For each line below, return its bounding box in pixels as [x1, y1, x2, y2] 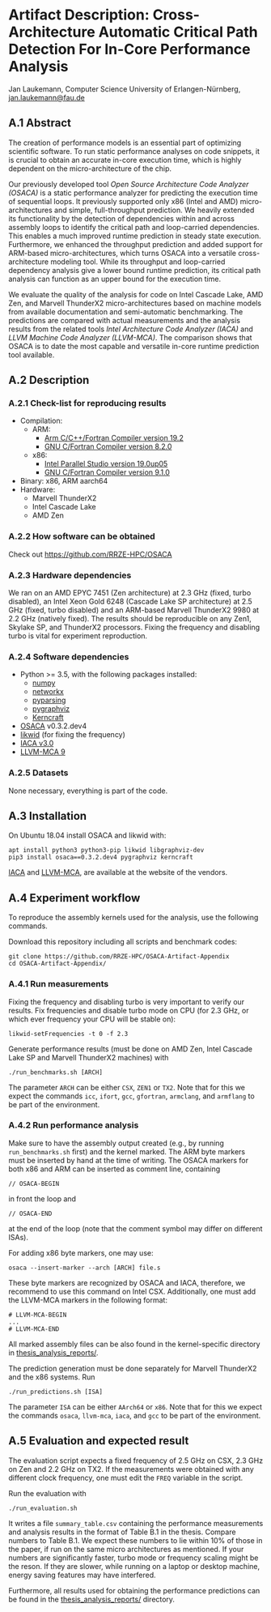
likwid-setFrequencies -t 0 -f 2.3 [8, 1030, 129, 1038]
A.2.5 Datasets [8, 767, 69, 778]
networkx [32, 687, 65, 697]
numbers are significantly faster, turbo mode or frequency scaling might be [8, 1553, 259, 1563]
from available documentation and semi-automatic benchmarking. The [8, 306, 243, 317]
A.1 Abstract [8, 116, 71, 130]
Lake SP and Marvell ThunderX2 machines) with [8, 1052, 169, 1062]
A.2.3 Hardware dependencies [8, 569, 132, 581]
